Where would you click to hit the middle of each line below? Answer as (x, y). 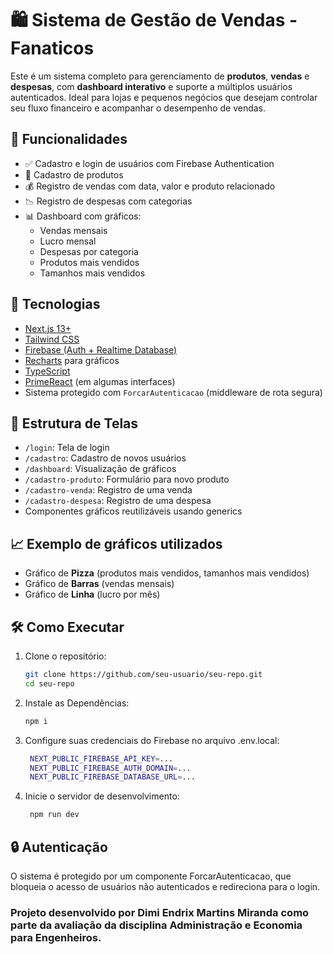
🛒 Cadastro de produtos (74, 174)
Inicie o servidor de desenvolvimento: (102, 796)
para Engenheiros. (56, 937)
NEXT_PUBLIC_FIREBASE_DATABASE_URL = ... (112, 777)
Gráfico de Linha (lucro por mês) (92, 594)
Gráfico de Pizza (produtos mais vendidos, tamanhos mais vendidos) (167, 573)
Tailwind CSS (52, 339)
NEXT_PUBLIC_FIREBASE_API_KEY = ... (101, 758)
